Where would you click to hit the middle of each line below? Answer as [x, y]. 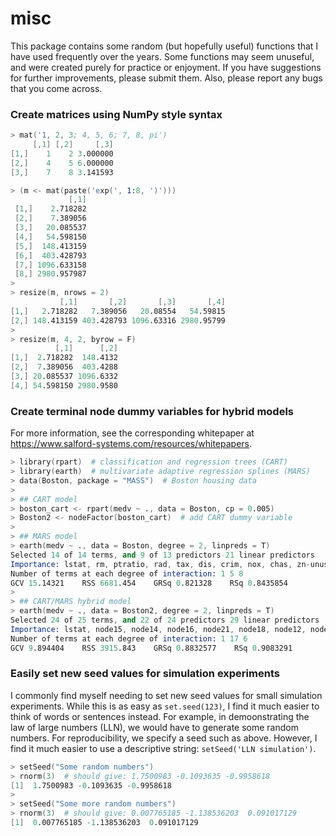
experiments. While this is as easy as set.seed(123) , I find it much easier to [165, 706]
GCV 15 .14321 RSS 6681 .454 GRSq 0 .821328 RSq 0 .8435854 [149, 583]
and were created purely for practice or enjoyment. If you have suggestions [166, 67]
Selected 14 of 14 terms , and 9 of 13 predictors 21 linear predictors [162, 555]
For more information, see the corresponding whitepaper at [132, 433]
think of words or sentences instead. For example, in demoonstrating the [160, 716]
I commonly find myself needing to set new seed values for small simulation [166, 695]
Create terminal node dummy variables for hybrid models [152, 411]
